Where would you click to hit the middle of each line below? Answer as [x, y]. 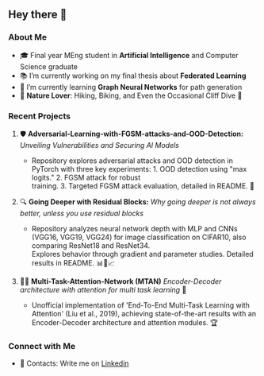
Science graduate [48, 66]
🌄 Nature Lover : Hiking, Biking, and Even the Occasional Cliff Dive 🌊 [131, 95]
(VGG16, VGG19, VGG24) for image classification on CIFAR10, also [139, 237]
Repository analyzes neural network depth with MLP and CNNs [134, 228]
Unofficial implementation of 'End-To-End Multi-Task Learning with [140, 305]
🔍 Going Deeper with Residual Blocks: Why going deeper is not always [138, 202]
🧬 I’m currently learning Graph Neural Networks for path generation [131, 87]
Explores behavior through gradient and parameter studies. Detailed [142, 254]
